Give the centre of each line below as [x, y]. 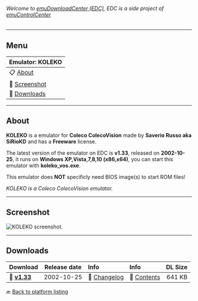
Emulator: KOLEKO [36, 62]
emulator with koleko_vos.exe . [43, 165]
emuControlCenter [29, 14]
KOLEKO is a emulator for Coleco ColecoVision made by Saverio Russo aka [99, 135]
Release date [63, 267]
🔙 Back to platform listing [37, 292]
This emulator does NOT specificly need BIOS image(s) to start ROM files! [96, 176]
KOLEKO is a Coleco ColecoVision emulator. [60, 188]
